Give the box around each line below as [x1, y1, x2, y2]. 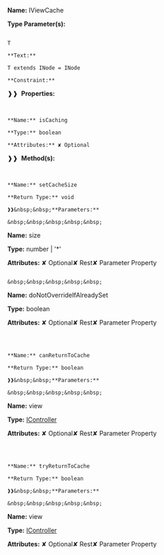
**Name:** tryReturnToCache [7, 463, 90, 470]
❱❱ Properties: [7, 89, 55, 98]
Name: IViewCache [7, 6, 64, 14]
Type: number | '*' [7, 245, 61, 253]
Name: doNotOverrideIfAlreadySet [7, 291, 108, 299]
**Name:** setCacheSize [7, 181, 78, 189]
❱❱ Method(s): [7, 154, 55, 162]
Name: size [7, 231, 41, 240]
